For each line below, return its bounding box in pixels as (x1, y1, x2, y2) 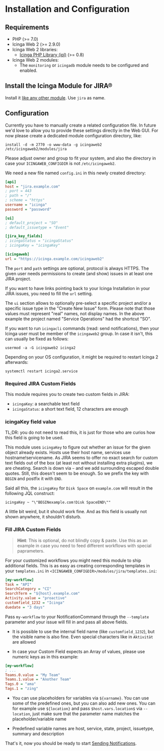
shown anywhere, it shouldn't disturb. (5, 514, 82, 520)
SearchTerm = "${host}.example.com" (5, 591, 80, 596)
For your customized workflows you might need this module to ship (5, 557, 141, 563)
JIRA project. (5, 276, 31, 282)
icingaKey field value (5, 418, 56, 425)
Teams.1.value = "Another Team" (5, 677, 71, 682)
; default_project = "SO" (5, 220, 58, 225)
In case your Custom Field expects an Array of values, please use (12, 649, 145, 654)
